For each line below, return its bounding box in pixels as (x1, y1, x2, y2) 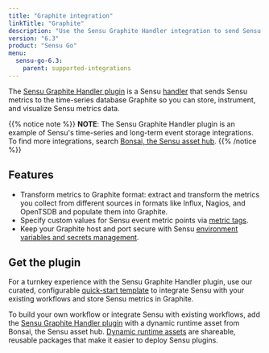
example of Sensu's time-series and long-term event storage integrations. (8, 127, 255, 137)
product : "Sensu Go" (8, 42, 78, 50)
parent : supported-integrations (23, 64, 131, 73)
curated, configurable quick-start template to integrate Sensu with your (8, 285, 245, 295)
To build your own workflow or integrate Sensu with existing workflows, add (8, 309, 260, 319)
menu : (8, 49, 27, 57)
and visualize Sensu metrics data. (8, 103, 120, 113)
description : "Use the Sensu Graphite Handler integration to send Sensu (8, 27, 262, 35)
